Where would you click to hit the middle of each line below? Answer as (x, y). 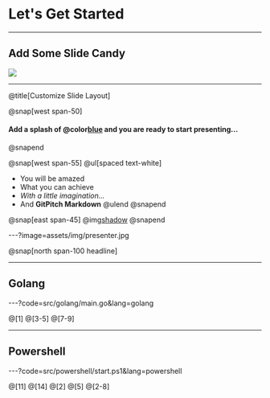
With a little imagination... (62, 195)
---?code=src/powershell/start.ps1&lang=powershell (95, 371)
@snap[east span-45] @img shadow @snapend (87, 220)
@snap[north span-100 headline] (63, 251)
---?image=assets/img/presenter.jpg (69, 235)
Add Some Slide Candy (67, 53)
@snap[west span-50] (45, 111)
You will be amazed (52, 178)
